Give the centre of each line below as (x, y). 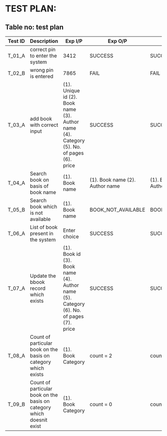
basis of (39, 186)
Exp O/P (118, 41)
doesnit (39, 420)
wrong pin (42, 70)
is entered (42, 76)
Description (44, 41)
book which (43, 207)
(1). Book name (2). (113, 180)
